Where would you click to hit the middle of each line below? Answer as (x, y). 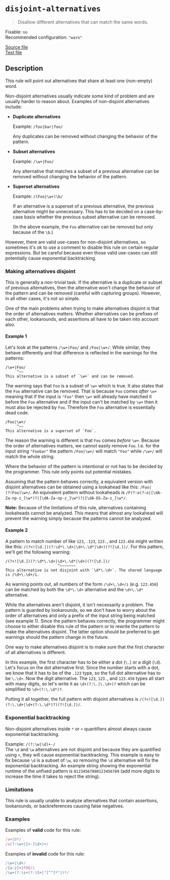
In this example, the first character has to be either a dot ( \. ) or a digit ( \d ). (83, 662)
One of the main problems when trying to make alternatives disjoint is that (82, 308)
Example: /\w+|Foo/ (33, 161)
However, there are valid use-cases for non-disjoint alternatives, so (76, 242)
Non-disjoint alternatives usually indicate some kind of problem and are (80, 96)
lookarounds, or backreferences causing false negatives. (65, 806)
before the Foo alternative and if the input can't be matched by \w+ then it (81, 402)
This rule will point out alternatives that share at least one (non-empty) (79, 81)
